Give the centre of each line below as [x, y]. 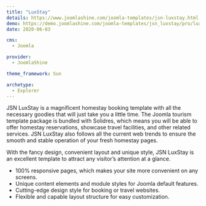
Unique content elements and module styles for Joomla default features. [107, 184]
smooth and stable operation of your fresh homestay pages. [82, 140]
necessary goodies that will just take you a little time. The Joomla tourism [99, 115]
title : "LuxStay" [29, 12]
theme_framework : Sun [34, 74]
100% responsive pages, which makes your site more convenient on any [106, 171]
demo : [13, 23]
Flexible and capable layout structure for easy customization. [92, 197]
